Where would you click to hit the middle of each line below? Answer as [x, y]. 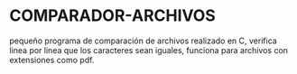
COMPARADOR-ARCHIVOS [113, 16]
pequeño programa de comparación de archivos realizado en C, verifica [143, 41]
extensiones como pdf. [52, 60]
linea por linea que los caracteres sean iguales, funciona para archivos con [149, 50]
